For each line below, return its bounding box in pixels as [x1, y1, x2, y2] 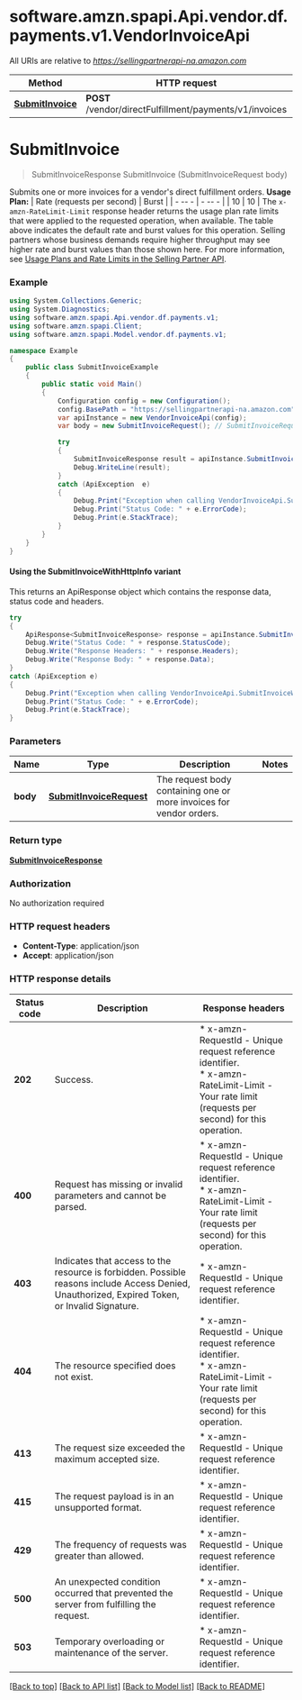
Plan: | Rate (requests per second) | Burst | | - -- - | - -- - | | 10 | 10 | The [9, 195, 277, 206]
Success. [54, 1073, 94, 1086]
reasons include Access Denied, [54, 1277, 191, 1289]
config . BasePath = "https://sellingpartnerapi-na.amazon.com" [57, 405, 296, 414]
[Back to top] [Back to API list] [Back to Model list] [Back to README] [9, 1680, 265, 1691]
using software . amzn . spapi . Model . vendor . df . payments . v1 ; [9, 330, 227, 339]
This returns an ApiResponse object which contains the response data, [9, 586, 271, 596]
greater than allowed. [54, 1550, 145, 1562]
